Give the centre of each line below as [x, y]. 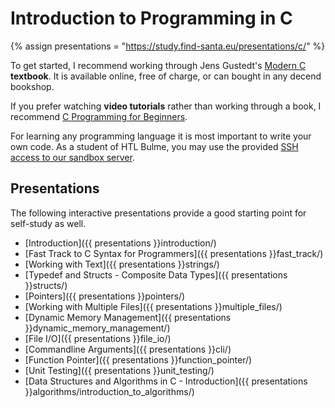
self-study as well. [48, 223]
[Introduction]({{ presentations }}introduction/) [120, 243]
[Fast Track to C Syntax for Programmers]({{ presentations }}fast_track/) [174, 253]
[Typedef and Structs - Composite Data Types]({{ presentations [156, 274]
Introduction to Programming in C [151, 18]
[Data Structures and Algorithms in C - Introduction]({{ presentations [166, 381]
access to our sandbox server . [72, 157]
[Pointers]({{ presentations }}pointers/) [105, 296]
